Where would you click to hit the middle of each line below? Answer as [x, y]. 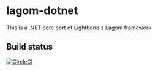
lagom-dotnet [42, 11]
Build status [30, 47]
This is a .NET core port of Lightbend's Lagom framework [79, 28]
